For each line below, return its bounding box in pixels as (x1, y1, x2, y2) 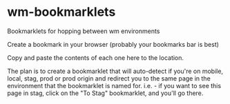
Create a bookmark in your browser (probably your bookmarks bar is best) (7, 40, 220, 48)
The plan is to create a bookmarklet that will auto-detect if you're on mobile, (7, 67, 223, 75)
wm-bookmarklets (7, 4, 116, 20)
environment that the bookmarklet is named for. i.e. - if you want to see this (7, 81, 222, 90)
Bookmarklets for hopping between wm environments (7, 27, 160, 35)
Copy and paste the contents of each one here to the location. (7, 53, 184, 62)
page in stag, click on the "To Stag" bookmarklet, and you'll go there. (7, 89, 204, 97)
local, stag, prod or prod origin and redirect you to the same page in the (7, 74, 211, 83)
